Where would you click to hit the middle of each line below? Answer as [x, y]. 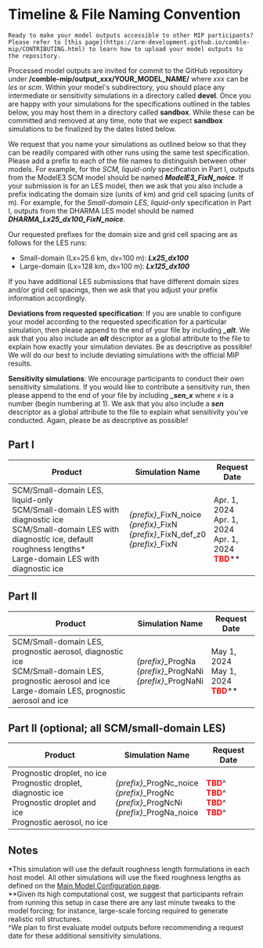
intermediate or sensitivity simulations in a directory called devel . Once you [130, 95]
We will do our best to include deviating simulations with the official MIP [124, 355]
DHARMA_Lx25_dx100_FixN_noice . [67, 219]
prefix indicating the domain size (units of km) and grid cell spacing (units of [131, 194]
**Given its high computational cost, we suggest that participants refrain [126, 894]
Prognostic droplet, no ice [59, 773]
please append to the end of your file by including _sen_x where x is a [121, 395]
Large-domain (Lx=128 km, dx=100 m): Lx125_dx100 [104, 266]
